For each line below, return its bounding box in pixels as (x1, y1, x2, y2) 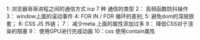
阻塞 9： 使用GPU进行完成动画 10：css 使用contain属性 (16, 27, 156, 35)
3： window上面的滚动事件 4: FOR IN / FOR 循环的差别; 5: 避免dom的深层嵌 (6, 13, 195, 20)
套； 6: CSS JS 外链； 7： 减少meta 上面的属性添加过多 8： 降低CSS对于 (6, 20, 188, 27)
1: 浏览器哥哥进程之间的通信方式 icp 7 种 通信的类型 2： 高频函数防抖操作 (6, 5, 188, 12)
